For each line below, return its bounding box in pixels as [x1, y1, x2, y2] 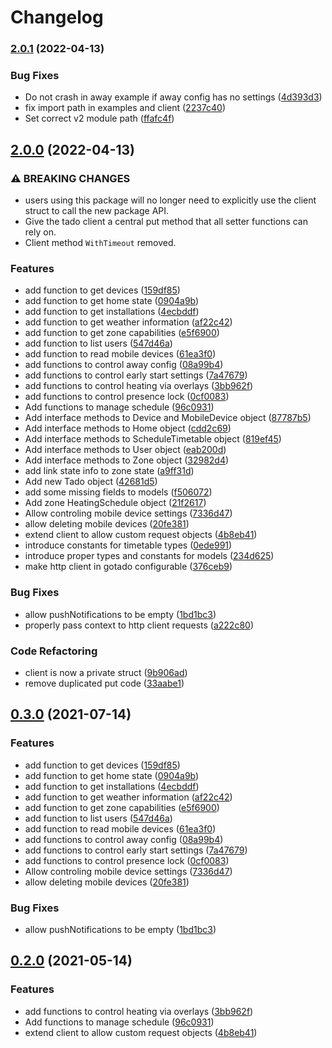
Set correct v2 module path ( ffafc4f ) [24, 112, 175, 125]
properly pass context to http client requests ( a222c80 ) [24, 619, 254, 631]
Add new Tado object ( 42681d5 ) [24, 476, 158, 488]
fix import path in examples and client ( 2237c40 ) [24, 102, 227, 114]
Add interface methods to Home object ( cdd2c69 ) [24, 422, 232, 435]
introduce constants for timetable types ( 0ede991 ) [24, 539, 233, 551]
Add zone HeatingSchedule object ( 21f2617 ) [24, 497, 207, 509]
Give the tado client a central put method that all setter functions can [24, 216, 308, 228]
